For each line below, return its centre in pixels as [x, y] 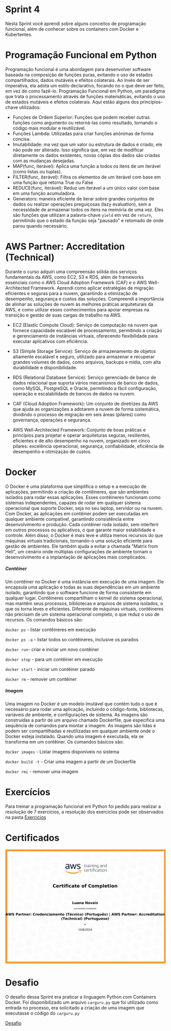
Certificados [32, 838]
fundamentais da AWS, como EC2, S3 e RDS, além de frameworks [75, 277]
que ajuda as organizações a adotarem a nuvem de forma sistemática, [86, 409]
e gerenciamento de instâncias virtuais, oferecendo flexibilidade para [85, 335]
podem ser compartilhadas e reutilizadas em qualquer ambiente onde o [80, 731]
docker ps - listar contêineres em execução [51, 630]
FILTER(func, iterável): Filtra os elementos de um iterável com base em [87, 177]
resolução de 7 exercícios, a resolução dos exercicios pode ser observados [84, 812]
